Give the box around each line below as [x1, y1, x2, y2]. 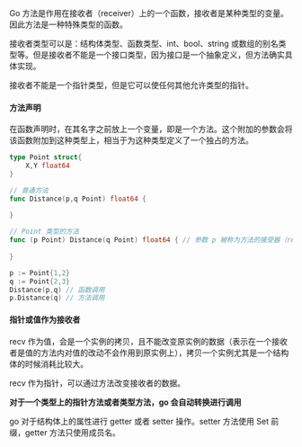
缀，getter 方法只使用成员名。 [9, 426, 121, 438]
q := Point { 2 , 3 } [9, 277, 70, 286]
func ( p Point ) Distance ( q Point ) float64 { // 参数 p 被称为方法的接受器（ [9, 236, 288, 245]
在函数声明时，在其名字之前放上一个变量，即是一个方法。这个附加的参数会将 [9, 124, 293, 135]
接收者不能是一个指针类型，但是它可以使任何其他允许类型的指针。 [9, 80, 253, 90]
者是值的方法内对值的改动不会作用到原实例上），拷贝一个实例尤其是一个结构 [9, 347, 289, 358]
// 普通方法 [9, 185, 49, 195]
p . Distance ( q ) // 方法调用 [9, 293, 105, 303]
